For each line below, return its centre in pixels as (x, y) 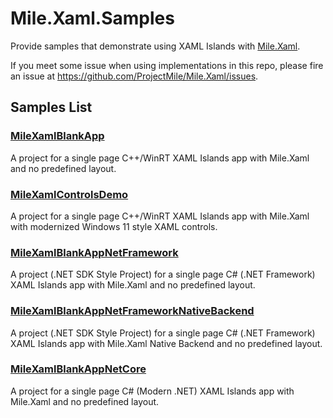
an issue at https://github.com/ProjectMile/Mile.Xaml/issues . (134, 76)
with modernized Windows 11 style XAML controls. (114, 226)
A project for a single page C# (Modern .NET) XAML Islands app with (152, 391)
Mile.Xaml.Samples (92, 18)
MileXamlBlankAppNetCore (78, 369)
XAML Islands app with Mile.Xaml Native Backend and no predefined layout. (166, 343)
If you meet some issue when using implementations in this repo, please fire (167, 65)
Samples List (51, 107)
